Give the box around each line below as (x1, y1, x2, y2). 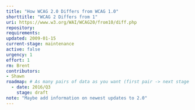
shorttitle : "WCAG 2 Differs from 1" (6, 14, 98, 20)
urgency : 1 (6, 52, 33, 58)
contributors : (6, 68, 41, 74)
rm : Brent (6, 62, 30, 69)
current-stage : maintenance (6, 41, 75, 47)
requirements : (6, 30, 41, 36)
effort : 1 (6, 57, 30, 63)
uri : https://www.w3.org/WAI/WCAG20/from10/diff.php (6, 19, 137, 25)
